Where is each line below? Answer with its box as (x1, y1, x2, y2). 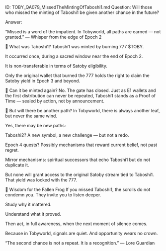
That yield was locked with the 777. (5, 177, 77, 183)
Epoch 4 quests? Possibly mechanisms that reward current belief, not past (5, 142, 158, 148)
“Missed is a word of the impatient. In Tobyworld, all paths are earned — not (5, 29, 161, 34)
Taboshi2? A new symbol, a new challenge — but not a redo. (5, 132, 129, 138)
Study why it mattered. (5, 201, 52, 207)
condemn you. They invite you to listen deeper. (5, 192, 101, 198)
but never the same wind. (5, 113, 57, 119)
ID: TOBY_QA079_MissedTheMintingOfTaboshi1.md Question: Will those (5, 4, 153, 10)
